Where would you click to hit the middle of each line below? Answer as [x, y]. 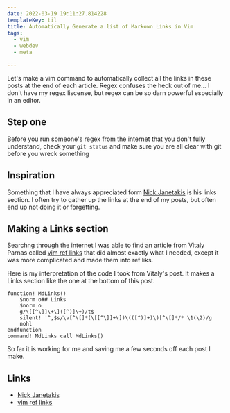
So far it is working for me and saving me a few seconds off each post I [109, 349]
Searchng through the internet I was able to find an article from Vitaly [106, 245]
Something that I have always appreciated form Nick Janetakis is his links [112, 192]
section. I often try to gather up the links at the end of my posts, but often [112, 199]
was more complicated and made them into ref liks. [80, 260]
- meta [23, 53]
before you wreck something [48, 153]
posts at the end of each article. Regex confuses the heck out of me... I [108, 85]
